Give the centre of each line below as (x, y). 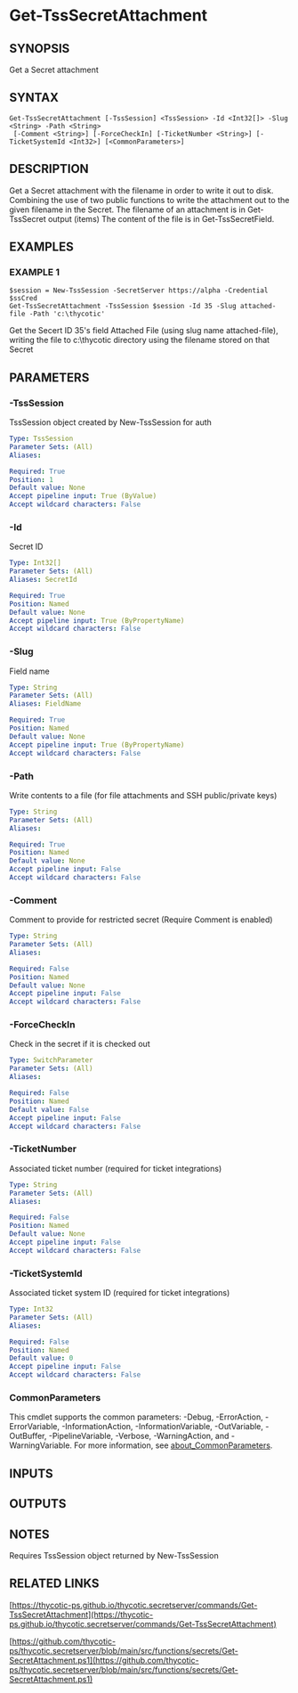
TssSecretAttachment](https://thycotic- (81, 1615)
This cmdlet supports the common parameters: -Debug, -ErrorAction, (137, 1417)
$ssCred (24, 299)
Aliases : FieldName (45, 704)
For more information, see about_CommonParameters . (173, 1445)
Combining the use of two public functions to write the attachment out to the (149, 200)
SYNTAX (34, 98)
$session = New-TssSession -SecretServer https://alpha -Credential (139, 290)
